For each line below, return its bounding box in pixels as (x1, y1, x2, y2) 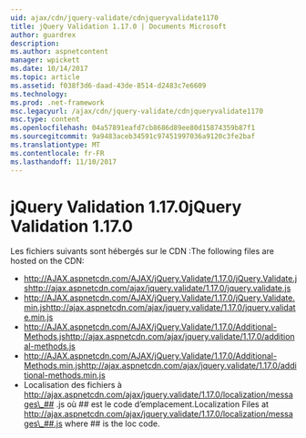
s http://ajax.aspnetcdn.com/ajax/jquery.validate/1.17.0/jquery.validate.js (23, 283, 291, 294)
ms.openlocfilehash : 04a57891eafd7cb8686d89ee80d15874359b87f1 (10, 124, 256, 133)
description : (10, 38, 60, 48)
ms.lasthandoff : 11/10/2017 (10, 157, 117, 167)
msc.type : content (10, 115, 80, 124)
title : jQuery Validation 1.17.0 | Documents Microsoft (10, 22, 227, 31)
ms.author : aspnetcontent (10, 47, 108, 56)
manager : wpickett (10, 56, 80, 65)
